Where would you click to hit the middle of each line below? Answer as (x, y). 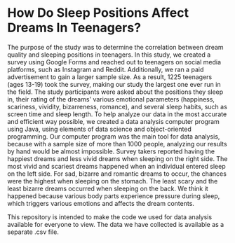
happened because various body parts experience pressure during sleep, (114, 196)
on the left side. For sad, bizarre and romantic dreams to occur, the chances (117, 174)
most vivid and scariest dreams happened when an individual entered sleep (116, 166)
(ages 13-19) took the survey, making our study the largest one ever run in (114, 84)
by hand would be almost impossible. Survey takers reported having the (111, 151)
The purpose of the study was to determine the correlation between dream (115, 47)
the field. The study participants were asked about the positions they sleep (115, 92)
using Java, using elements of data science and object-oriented (99, 129)
